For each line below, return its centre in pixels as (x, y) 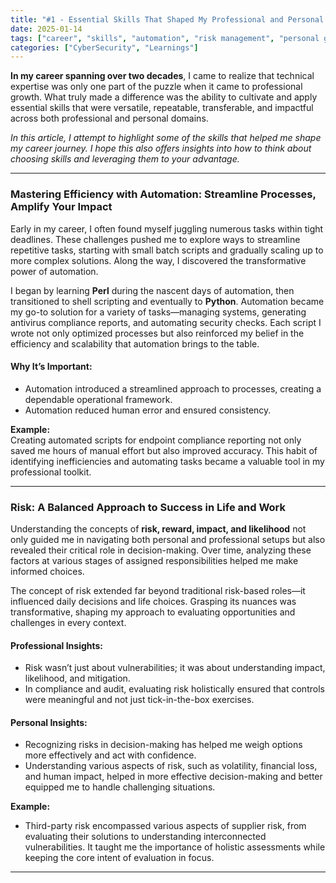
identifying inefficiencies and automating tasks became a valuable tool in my (167, 461)
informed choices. (47, 572)
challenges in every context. (68, 623)
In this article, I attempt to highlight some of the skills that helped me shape (166, 138)
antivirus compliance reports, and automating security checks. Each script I (166, 322)
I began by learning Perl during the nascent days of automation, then (152, 290)
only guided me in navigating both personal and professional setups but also (168, 540)
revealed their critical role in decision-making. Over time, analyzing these (161, 550)
